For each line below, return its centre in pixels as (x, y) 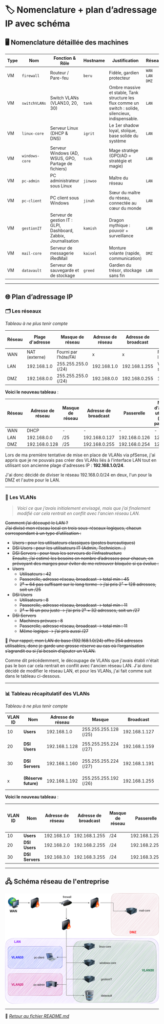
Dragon (117, 220)
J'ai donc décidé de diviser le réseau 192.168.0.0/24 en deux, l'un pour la (79, 475)
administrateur (65, 181)
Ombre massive (125, 87)
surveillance (121, 236)
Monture (118, 248)
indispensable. (123, 119)
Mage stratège (124, 150)
